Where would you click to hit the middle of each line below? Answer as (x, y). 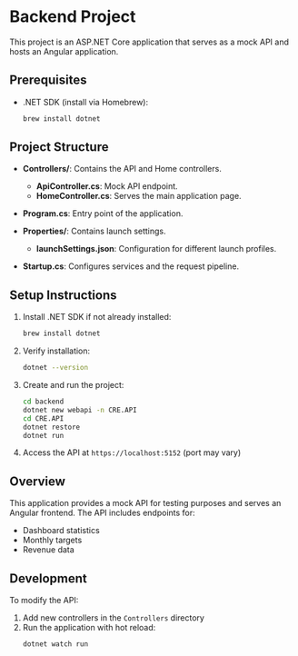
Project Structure (59, 147)
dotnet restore (51, 427)
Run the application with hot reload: (89, 627)
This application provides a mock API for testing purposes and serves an (145, 503)
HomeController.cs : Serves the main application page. (139, 196)
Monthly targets (52, 540)
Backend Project (73, 17)
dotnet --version (55, 368)
